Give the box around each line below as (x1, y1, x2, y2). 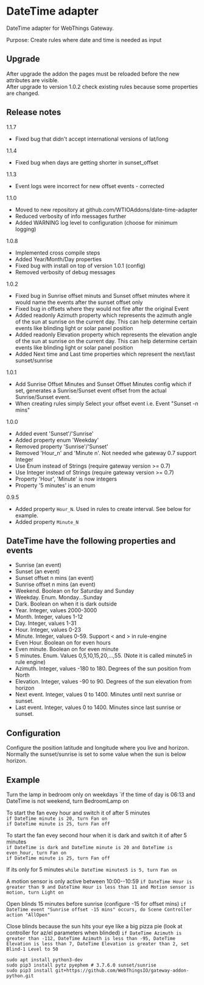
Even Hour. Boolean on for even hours (15, 639, 111, 646)
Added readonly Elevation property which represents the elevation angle (15, 331, 197, 338)
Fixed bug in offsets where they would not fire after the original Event (15, 305, 189, 312)
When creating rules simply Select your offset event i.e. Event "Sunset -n (15, 400, 199, 407)
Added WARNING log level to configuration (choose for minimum (15, 219, 178, 226)
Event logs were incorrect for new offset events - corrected (15, 182, 164, 189)
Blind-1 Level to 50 (6, 946, 59, 952)
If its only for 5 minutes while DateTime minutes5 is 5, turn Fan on (6, 866, 178, 873)
